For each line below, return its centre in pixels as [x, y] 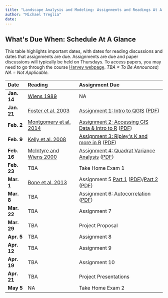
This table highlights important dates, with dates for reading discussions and [84, 51]
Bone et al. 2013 [47, 183]
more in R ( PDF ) [98, 143]
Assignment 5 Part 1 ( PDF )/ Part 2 [119, 179]
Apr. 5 [15, 237]
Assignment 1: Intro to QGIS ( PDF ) [119, 111]
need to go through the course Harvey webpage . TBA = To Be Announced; [82, 67]
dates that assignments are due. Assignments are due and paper [72, 57]
